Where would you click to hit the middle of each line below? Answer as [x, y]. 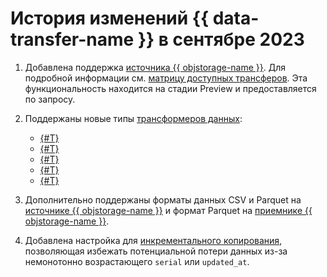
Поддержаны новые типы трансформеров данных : [133, 118]
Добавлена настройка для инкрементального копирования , [153, 240]
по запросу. [50, 99]
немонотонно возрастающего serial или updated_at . [137, 261]
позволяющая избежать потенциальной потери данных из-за [156, 251]
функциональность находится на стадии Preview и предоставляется [170, 88]
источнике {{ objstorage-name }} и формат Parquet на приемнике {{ [168, 210]
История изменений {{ [110, 18]
